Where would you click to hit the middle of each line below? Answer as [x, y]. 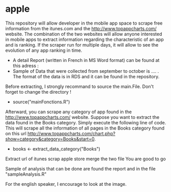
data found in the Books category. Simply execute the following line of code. [86, 122]
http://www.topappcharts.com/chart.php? [71, 133]
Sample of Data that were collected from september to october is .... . [86, 71]
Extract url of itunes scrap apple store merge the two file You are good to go [86, 159]
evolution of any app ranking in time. [44, 50]
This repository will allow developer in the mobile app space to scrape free [84, 23]
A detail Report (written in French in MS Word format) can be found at [86, 60]
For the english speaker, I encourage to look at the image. [66, 184]
